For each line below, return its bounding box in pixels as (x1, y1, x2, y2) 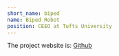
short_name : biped (7, 10, 60, 17)
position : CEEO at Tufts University (7, 23, 112, 29)
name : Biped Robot (7, 16, 60, 23)
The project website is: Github (7, 42, 93, 50)
